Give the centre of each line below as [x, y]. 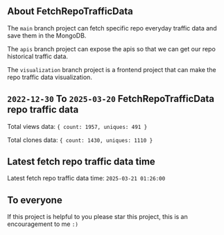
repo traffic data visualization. [50, 77]
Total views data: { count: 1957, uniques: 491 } [77, 126]
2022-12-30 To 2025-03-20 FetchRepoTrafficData [111, 99]
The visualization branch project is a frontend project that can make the [112, 69]
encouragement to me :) [43, 224]
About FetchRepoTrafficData [70, 11]
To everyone [35, 200]
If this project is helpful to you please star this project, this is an [98, 217]
